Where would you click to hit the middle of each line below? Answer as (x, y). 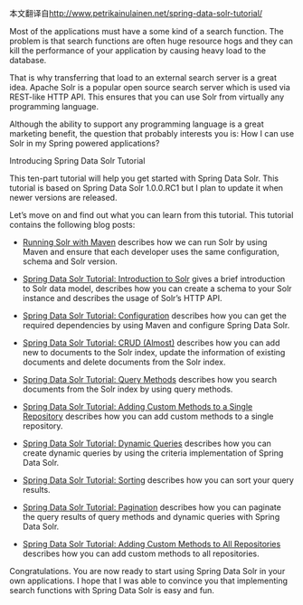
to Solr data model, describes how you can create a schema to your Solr (157, 288)
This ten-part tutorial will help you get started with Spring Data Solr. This (144, 178)
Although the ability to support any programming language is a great (137, 124)
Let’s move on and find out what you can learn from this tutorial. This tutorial (151, 215)
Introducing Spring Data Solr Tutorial (77, 161)
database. (28, 60)
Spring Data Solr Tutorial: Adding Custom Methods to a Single (137, 406)
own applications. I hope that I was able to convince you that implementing (148, 581)
